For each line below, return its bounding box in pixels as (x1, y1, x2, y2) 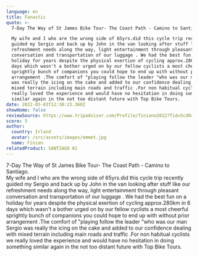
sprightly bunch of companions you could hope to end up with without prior (6, 212, 190, 219)
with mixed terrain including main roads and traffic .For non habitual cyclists (6, 231, 190, 238)
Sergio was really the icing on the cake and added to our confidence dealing (6, 224, 192, 231)
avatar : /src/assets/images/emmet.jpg (11, 134, 107, 140)
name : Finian (11, 140, 44, 146)
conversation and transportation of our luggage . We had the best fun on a (6, 193, 187, 200)
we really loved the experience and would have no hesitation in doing (6, 237, 174, 244)
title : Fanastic (6, 14, 46, 20)
